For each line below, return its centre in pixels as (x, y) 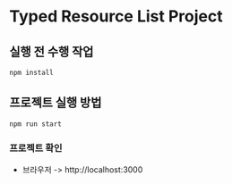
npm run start (36, 124)
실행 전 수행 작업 (52, 51)
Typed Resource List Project (116, 17)
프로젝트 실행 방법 (56, 103)
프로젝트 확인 (36, 148)
